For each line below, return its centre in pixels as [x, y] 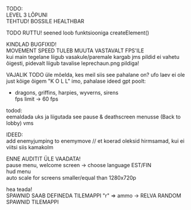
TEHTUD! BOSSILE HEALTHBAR [45, 21]
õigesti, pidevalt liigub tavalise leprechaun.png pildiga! [73, 63]
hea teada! [19, 189]
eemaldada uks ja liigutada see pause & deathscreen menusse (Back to [93, 117]
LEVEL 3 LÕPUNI [27, 15]
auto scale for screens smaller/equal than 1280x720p [71, 178]
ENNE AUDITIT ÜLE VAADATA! [43, 159]
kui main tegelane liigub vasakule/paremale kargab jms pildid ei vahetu [93, 57]
